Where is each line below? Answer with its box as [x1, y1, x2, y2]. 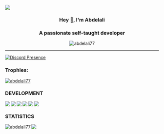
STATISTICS [5, 113, 35, 119]
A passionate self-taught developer [39, 29, 125, 36]
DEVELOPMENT [5, 90, 43, 97]
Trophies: [5, 67, 28, 74]
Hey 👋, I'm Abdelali [59, 16, 105, 23]
